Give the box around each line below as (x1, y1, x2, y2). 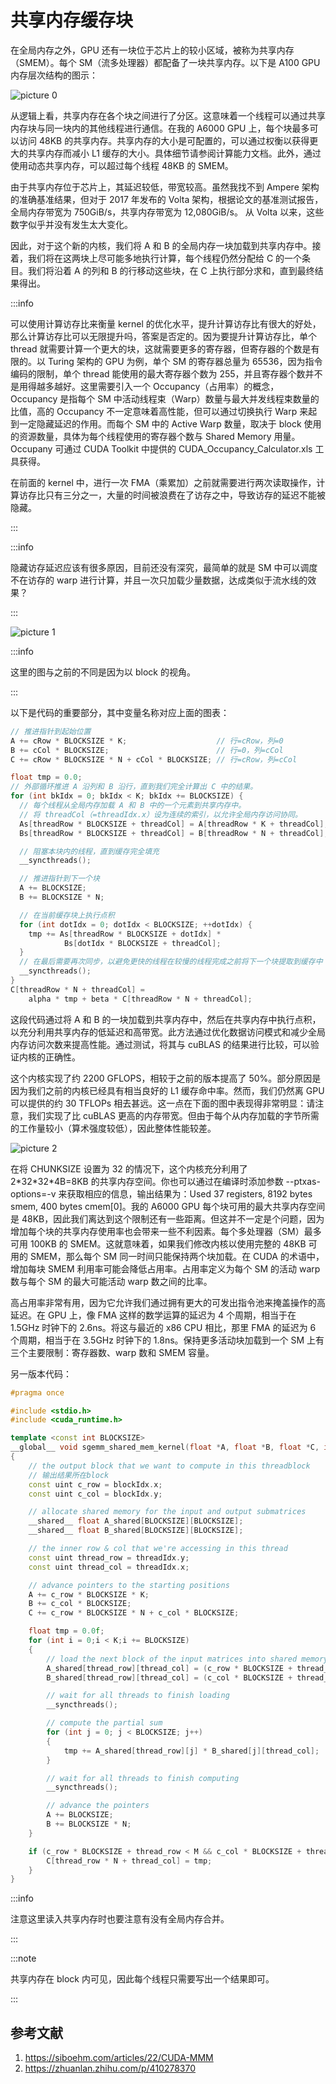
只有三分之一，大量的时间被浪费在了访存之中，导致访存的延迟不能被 (44, 489, 326, 501)
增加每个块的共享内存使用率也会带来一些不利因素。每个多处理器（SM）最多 (10, 1225, 322, 1237)
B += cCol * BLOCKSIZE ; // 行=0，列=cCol (10, 745, 284, 755)
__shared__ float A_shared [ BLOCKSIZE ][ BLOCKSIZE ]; (28, 1516, 244, 1526)
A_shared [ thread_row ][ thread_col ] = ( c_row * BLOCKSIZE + (46, 1663, 293, 1673)
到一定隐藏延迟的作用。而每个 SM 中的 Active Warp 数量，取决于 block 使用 (10, 417, 322, 430)
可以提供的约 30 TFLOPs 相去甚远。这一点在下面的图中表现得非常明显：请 (10, 1097, 316, 1109)
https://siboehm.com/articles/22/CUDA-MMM (24, 2052, 214, 2064)
